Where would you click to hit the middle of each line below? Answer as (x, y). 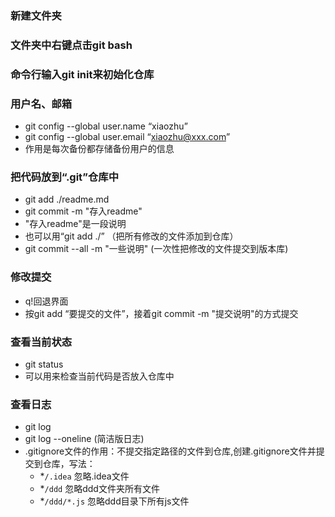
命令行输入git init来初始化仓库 (82, 74)
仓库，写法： (69, 464)
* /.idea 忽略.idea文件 (84, 476)
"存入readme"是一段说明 (75, 224)
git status (44, 364)
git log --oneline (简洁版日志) (84, 439)
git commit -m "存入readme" (83, 211)
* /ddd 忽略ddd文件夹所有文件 (99, 489)
